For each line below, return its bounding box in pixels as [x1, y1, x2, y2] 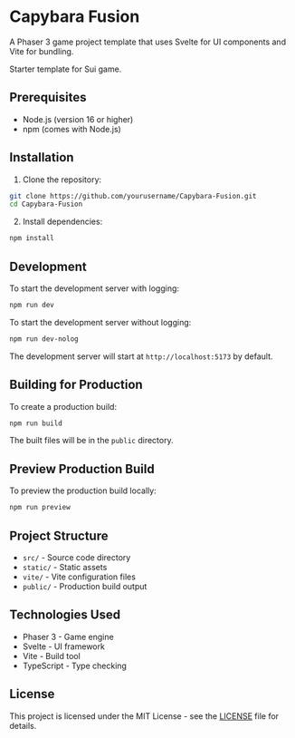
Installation [9, 150, 74, 165]
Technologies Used [9, 607, 120, 623]
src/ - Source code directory [22, 551, 131, 563]
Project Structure [9, 528, 109, 543]
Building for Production [9, 377, 143, 393]
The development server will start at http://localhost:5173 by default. [9, 351, 273, 362]
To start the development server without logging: [9, 316, 192, 327]
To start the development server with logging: [9, 283, 179, 294]
